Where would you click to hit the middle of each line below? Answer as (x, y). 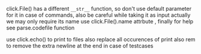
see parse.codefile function (40, 28)
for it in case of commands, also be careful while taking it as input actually (98, 15)
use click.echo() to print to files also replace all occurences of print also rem (101, 39)
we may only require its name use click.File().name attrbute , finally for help (100, 21)
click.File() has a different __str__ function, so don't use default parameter (99, 9)
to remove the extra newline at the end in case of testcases (80, 46)
